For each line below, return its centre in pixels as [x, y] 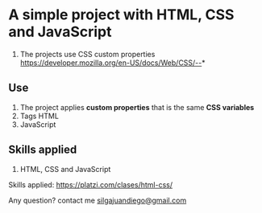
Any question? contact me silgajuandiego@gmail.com [98, 200]
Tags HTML [39, 116]
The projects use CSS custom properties [87, 54]
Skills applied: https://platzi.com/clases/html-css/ [91, 184]
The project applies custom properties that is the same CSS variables [137, 107]
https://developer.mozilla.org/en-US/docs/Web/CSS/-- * [112, 63]
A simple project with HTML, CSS [121, 15]
